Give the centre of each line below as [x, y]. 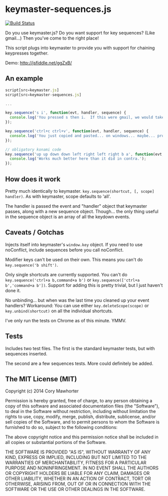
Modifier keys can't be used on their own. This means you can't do [74, 259]
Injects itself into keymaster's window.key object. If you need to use [74, 244]
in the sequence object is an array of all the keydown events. [68, 217]
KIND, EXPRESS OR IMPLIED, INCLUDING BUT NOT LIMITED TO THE [76, 457]
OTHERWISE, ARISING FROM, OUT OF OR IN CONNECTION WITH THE [78, 484]
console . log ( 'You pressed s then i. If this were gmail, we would [81, 118]
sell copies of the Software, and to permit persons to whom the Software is [82, 422]
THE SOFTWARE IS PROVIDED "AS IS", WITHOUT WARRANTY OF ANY [78, 452]
